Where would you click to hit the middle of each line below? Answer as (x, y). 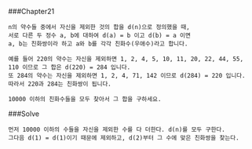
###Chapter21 (31, 11)
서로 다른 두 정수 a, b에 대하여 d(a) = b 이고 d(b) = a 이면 (99, 35)
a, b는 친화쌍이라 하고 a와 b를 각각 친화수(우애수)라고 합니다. (98, 44)
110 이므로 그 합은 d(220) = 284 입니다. (69, 67)
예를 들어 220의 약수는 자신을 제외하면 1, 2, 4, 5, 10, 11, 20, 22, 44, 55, (126, 59)
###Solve (24, 114)
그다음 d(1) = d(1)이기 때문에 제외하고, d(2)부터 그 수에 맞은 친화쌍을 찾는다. (124, 138)
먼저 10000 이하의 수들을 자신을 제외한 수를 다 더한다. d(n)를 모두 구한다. (117, 129)
